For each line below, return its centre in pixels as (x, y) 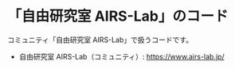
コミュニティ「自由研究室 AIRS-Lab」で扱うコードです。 (100, 40)
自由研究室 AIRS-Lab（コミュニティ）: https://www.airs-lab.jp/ (121, 56)
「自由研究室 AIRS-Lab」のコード (118, 16)
